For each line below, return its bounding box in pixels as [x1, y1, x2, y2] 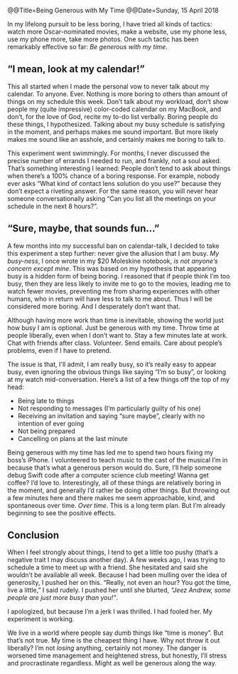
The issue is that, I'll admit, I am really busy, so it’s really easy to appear [7, 360, 217, 368]
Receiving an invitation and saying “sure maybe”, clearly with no [17, 411, 205, 420]
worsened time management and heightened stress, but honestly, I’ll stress [7, 651, 227, 660]
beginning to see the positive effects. [7, 509, 116, 517]
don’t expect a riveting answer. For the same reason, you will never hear [7, 187, 219, 195]
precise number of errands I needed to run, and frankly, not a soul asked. [7, 156, 222, 165]
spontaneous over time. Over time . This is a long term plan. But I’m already [7, 501, 226, 509]
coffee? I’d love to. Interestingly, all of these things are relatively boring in [7, 478, 222, 487]
